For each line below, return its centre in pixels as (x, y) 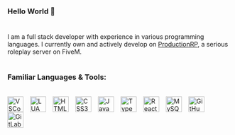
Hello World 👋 (31, 11)
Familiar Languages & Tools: (57, 77)
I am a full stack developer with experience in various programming (106, 37)
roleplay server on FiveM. (45, 52)
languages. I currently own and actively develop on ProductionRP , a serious (118, 45)
